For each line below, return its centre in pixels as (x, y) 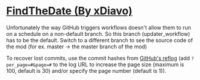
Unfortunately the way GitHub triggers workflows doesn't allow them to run (99, 27)
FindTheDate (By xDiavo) (69, 11)
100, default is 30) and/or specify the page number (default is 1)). (86, 70)
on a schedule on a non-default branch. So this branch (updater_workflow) (98, 33)
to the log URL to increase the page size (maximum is (119, 64)
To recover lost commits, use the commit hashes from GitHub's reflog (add (98, 58)
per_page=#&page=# (29, 65)
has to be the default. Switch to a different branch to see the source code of (99, 40)
